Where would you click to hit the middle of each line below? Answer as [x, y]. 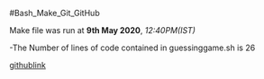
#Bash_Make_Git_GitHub [55, 13]
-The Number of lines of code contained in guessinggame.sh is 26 [132, 48]
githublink [28, 65]
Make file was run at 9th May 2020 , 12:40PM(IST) [103, 30]
